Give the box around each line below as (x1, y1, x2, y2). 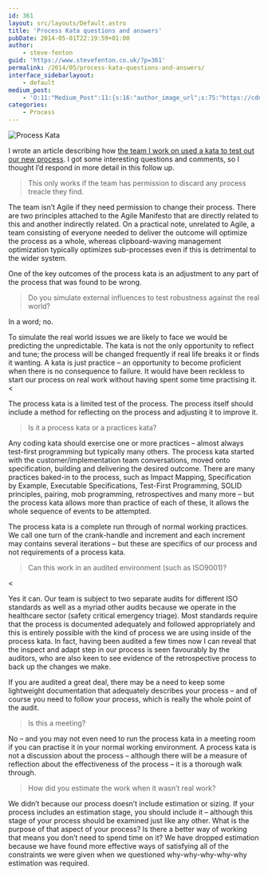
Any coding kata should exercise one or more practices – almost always (8, 438, 244, 448)
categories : (8, 101, 48, 109)
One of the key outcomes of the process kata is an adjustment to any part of (8, 269, 259, 278)
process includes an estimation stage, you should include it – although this (8, 807, 253, 817)
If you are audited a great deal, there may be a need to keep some (8, 678, 226, 686)
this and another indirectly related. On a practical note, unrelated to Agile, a (8, 219, 255, 229)
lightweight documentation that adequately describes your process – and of (8, 686, 258, 695)
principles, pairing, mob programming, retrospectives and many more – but (8, 490, 254, 498)
